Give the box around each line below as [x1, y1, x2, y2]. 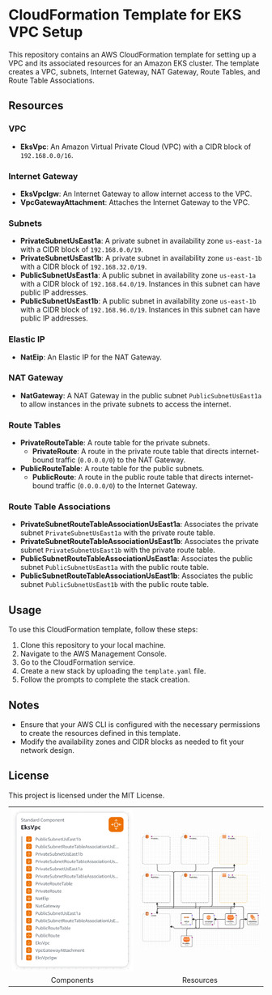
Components [51, 976, 95, 985]
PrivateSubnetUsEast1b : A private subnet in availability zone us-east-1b [19, 253, 262, 263]
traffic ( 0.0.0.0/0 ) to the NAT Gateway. [55, 455, 186, 465]
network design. [19, 746, 75, 755]
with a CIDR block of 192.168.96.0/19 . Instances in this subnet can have [19, 305, 261, 315]
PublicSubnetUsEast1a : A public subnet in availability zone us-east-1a [19, 270, 257, 280]
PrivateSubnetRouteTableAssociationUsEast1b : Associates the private [19, 537, 259, 546]
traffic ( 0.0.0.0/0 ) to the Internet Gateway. [55, 481, 198, 491]
